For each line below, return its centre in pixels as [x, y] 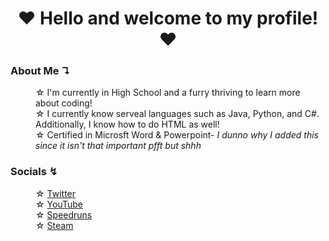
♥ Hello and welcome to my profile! [168, 18]
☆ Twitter [56, 193]
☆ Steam [54, 225]
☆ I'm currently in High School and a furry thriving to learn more [168, 93]
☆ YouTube [59, 204]
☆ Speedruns [64, 214]
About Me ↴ [41, 71]
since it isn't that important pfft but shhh [118, 146]
